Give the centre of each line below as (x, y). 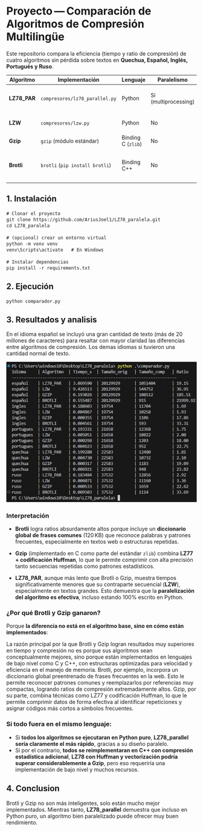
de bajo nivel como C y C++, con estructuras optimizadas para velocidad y (99, 663)
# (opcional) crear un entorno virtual (56, 238)
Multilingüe (35, 37)
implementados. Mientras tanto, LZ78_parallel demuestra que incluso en (97, 809)
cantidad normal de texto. (38, 354)
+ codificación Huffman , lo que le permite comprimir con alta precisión (104, 560)
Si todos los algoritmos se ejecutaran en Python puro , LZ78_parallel (102, 737)
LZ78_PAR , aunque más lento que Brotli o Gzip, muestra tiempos (95, 578)
